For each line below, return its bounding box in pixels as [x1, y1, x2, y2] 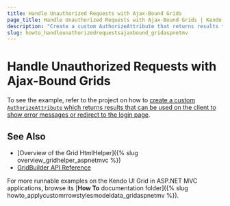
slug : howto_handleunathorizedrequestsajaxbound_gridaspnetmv [7, 29, 188, 36]
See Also [7, 130, 46, 142]
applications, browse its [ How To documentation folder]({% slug [7, 184, 188, 192]
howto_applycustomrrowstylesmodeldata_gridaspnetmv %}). [7, 192, 179, 199]
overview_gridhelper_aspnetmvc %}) [16, 156, 121, 164]
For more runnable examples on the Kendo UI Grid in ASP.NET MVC [7, 176, 198, 185]
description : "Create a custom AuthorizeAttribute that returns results [7, 23, 219, 30]
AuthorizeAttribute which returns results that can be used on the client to [7, 104, 217, 112]
